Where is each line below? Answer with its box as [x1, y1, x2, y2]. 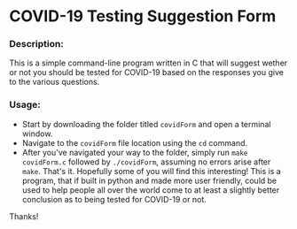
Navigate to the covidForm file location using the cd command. [21, 137, 248, 148]
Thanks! [9, 210, 39, 222]
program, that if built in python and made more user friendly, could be [21, 175, 277, 186]
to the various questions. [9, 77, 100, 88]
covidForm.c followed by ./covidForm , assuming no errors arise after [21, 156, 271, 167]
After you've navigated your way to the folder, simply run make [21, 147, 248, 157]
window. [21, 128, 53, 139]
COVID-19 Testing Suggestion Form [9, 6, 277, 27]
